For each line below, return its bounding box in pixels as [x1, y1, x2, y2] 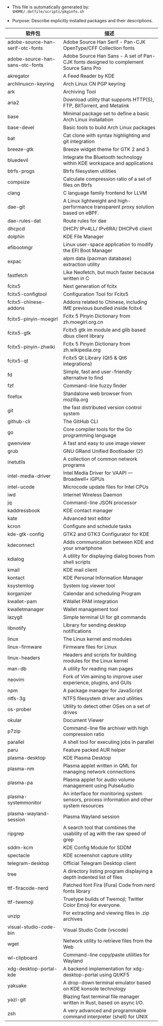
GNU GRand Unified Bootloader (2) [63, 448, 143, 454]
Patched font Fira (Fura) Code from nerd [63, 882, 155, 888]
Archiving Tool [63, 88, 96, 95]
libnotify [7, 625, 26, 631]
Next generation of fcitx [63, 283, 117, 289]
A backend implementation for [63, 965, 132, 972]
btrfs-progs [7, 168, 35, 174]
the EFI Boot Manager [63, 247, 113, 254]
